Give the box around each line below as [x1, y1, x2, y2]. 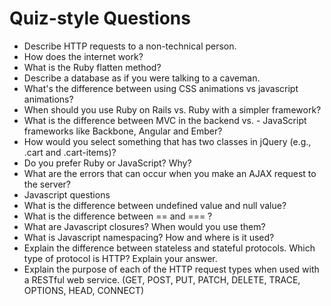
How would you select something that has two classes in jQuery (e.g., [23, 135, 312, 147]
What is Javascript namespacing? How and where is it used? [23, 231, 275, 243]
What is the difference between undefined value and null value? [23, 199, 287, 211]
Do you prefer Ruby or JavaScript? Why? [23, 157, 192, 169]
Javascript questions [23, 188, 111, 201]
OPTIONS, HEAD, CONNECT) [23, 284, 145, 296]
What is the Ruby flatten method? [23, 61, 162, 73]
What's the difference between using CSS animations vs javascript [23, 82, 299, 94]
